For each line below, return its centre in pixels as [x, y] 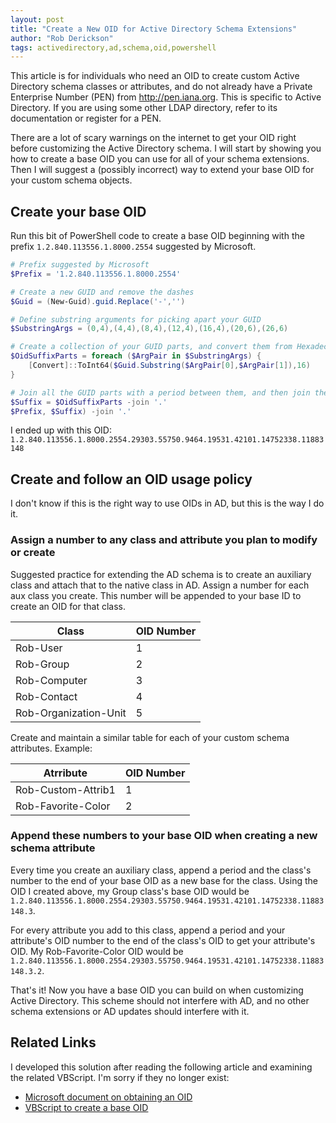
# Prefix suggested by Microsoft [80, 265]
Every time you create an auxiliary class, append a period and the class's [161, 870]
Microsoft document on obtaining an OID [108, 1097]
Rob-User [39, 648]
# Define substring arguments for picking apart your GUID [136, 319]
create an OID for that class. [68, 606]
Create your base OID [78, 211]
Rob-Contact [46, 696]
